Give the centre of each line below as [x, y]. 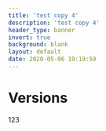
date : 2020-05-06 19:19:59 [52, 60]
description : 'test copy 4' [54, 23]
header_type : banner [42, 30]
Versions [38, 98]
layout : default [35, 52]
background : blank [38, 45]
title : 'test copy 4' [44, 15]
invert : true [29, 37]
